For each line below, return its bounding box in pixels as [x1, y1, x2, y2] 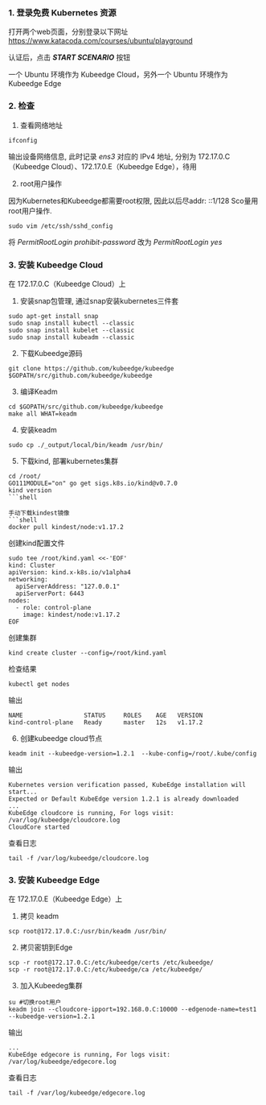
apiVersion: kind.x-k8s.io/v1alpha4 [8, 568, 131, 577]
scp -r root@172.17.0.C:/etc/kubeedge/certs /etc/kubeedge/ [8, 958, 215, 967]
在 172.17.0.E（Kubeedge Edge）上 [8, 894, 123, 904]
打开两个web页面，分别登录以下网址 [8, 27, 129, 37]
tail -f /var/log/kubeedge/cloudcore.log [8, 854, 149, 863]
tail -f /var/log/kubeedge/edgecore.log [8, 1089, 146, 1097]
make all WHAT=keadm [8, 409, 78, 418]
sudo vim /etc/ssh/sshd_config [8, 221, 113, 230]
